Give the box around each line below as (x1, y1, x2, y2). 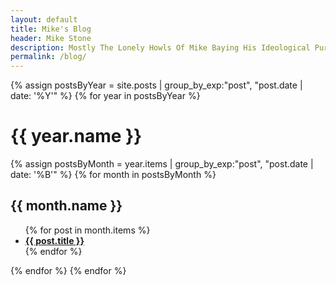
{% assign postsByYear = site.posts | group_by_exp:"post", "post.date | (10, 79, 303, 91)
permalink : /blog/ (10, 52, 87, 62)
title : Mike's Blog (10, 24, 92, 34)
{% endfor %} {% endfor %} (10, 264, 127, 276)
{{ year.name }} (10, 125, 143, 148)
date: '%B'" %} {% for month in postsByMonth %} (10, 169, 217, 181)
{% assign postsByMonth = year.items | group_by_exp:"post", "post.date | (10, 158, 314, 170)
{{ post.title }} (24, 234, 85, 246)
